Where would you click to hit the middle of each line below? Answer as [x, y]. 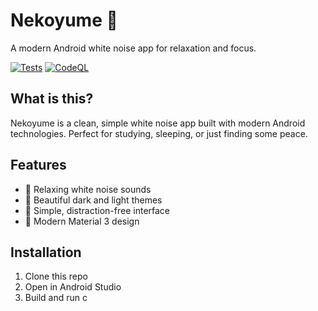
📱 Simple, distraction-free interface [97, 210]
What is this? [52, 99]
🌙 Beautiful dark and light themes [93, 200]
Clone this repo [56, 276]
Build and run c [56, 298]
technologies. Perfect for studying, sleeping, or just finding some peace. [159, 133]
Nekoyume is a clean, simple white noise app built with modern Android [158, 123]
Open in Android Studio [73, 287]
